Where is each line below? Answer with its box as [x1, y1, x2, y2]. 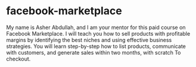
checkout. [6, 55, 31, 62]
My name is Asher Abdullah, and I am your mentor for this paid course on [6, 24, 186, 31]
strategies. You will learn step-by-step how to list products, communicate [6, 43, 186, 50]
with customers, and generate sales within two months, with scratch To [6, 49, 181, 56]
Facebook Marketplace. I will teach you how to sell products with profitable [6, 30, 191, 37]
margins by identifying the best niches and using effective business [6, 36, 172, 43]
